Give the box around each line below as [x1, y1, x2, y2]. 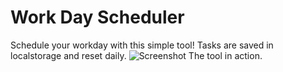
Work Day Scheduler [10, 6, 185, 29]
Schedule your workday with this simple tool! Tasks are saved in [10, 39, 274, 51]
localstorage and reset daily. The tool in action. [10, 49, 263, 61]
